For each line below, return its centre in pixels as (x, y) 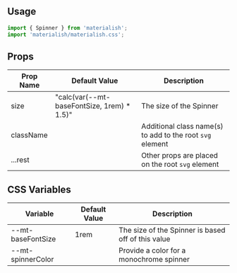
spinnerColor (32, 260)
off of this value (145, 239)
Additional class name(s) (182, 127)
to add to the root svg (176, 135)
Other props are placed (180, 156)
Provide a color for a (152, 250)
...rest (20, 160)
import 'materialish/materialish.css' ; (66, 35)
